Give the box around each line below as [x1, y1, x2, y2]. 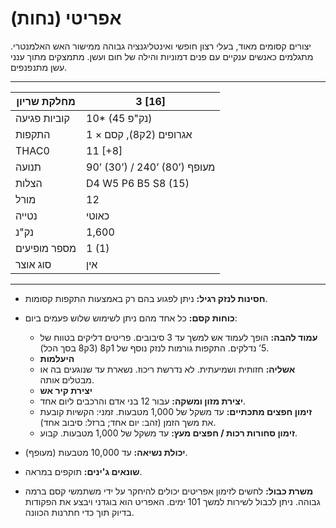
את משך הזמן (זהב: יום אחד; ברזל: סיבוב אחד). [39, 416, 217, 428]
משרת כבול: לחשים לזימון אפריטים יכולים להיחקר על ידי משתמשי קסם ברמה [24, 485, 314, 497]
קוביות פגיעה [15, 111, 70, 125]
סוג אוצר [15, 257, 52, 271]
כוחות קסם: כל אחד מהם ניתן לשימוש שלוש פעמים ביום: [24, 312, 238, 324]
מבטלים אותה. [39, 373, 95, 386]
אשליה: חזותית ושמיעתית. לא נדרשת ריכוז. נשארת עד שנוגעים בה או [39, 363, 296, 375]
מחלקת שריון [16, 94, 76, 108]
